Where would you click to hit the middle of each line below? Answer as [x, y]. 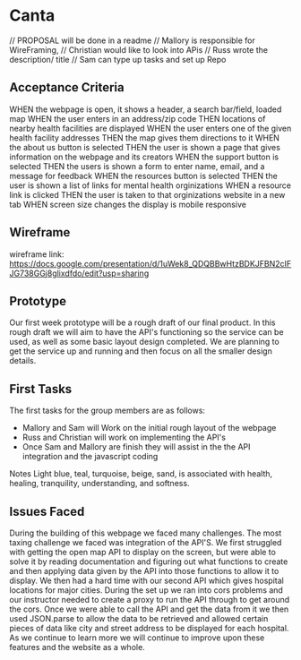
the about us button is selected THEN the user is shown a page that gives [145, 147]
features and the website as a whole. [77, 647]
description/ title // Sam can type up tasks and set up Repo [118, 59]
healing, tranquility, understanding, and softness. [99, 484]
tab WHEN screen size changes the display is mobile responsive [128, 204]
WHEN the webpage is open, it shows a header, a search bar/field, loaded [146, 109]
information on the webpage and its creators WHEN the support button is [144, 157]
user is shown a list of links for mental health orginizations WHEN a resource [150, 185]
